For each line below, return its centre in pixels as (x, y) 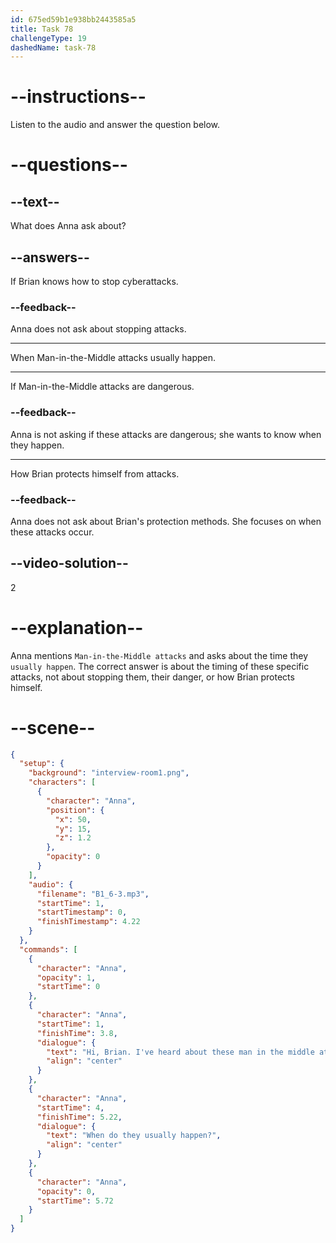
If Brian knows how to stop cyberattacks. (94, 281)
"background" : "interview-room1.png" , (109, 773)
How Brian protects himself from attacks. (95, 473)
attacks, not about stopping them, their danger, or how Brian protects (152, 677)
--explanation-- (77, 627)
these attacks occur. (52, 532)
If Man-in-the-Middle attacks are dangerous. (102, 387)
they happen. (37, 445)
